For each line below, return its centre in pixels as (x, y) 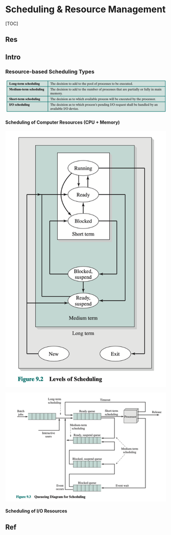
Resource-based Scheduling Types (50, 72)
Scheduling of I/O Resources (36, 511)
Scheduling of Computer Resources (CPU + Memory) (63, 122)
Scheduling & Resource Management (86, 9)
